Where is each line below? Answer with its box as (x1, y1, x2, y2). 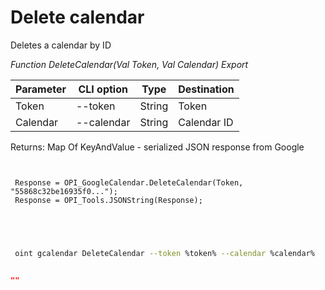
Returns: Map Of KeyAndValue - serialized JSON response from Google (10, 141, 305, 153)
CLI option (78, 82, 128, 96)
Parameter (15, 82, 67, 96)
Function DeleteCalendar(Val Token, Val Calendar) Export (10, 58, 249, 70)
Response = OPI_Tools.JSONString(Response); (14, 195, 203, 205)
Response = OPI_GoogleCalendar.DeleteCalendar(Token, (14, 177, 244, 188)
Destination (178, 82, 235, 96)
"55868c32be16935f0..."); (10, 186, 118, 196)
